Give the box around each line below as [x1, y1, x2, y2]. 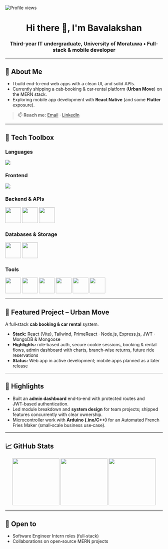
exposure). [12, 102, 35, 108]
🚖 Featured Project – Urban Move [5, 308, 109, 316]
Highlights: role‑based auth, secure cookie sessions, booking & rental [12, 341, 157, 347]
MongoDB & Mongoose [12, 336, 61, 342]
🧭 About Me [5, 67, 42, 76]
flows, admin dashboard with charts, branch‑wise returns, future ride [12, 347, 155, 353]
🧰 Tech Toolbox [5, 133, 54, 142]
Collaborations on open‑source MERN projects [12, 538, 108, 544]
